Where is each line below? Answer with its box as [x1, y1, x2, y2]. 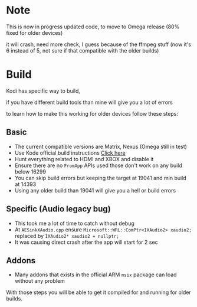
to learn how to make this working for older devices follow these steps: [6, 110, 179, 117]
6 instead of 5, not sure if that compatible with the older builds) [6, 47, 159, 54]
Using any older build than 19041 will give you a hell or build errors [14, 187, 176, 194]
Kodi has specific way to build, [6, 87, 81, 94]
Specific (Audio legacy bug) [6, 204, 111, 214]
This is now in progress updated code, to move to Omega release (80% [6, 23, 180, 30]
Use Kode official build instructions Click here [14, 149, 126, 156]
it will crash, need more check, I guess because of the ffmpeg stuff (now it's [6, 41, 192, 48]
